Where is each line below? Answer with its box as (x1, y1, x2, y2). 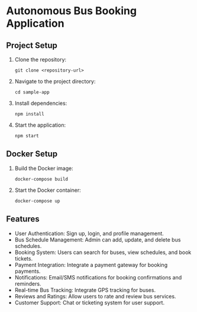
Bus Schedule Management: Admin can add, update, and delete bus (14, 236, 181, 243)
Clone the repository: (14, 56, 67, 63)
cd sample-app (14, 89, 50, 95)
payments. (14, 268, 41, 275)
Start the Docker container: (14, 186, 81, 194)
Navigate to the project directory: (14, 78, 96, 85)
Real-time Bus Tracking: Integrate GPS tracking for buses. (14, 286, 156, 294)
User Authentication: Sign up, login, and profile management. (14, 230, 164, 237)
